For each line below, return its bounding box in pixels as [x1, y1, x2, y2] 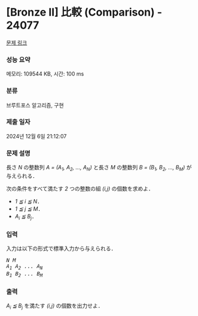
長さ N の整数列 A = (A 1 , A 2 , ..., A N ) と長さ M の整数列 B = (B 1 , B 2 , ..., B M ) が [6, 164, 192, 172]
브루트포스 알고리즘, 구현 [6, 101, 64, 108]
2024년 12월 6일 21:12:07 [6, 132, 67, 139]
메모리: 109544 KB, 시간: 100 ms [6, 70, 84, 78]
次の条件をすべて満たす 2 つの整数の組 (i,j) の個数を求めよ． [6, 185, 154, 192]
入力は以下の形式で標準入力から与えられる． [6, 245, 117, 252]
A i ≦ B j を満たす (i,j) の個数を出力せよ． [6, 302, 103, 311]
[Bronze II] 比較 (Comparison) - [6, 5, 163, 19]
